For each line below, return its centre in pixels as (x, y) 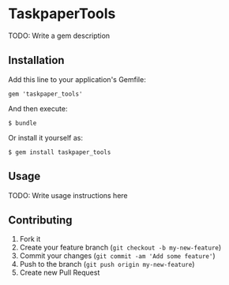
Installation (36, 60)
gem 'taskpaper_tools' (45, 94)
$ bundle (23, 123)
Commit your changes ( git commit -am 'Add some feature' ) (117, 256)
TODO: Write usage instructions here (68, 195)
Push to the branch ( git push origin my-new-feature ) (107, 264)
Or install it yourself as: (45, 137)
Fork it (30, 239)
